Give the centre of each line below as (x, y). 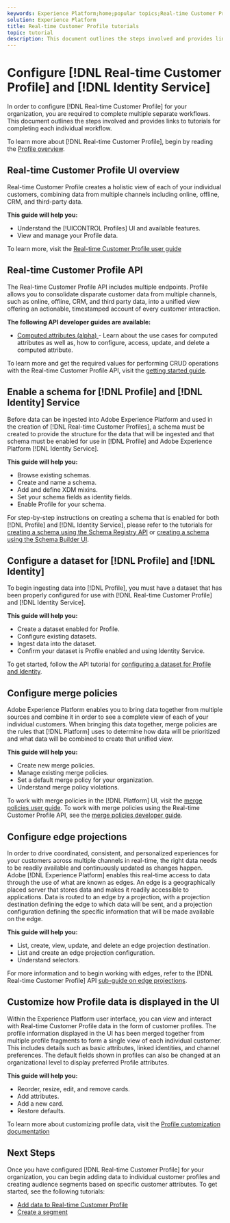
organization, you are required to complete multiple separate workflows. (109, 114)
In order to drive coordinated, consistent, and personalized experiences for (113, 853)
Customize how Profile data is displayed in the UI (113, 1002)
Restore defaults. (41, 1111)
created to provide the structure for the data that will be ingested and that (111, 434)
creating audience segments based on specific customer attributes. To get (112, 1184)
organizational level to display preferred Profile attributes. (88, 1062)
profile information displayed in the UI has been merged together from (106, 1033)
